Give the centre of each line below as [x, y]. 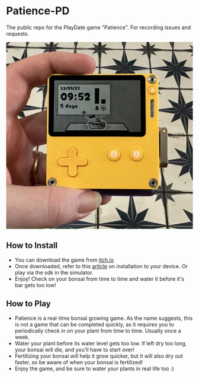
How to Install [32, 245]
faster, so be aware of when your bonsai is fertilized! [79, 362]
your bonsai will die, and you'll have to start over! [75, 350]
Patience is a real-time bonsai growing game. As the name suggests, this [104, 318]
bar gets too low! [35, 285]
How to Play [29, 304]
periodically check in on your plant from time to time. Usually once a [98, 331]
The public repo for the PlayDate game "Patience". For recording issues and [99, 27]
